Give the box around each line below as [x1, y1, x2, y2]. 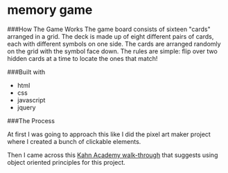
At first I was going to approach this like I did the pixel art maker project [7, 130, 211, 138]
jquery [17, 103, 36, 111]
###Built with [7, 68, 46, 76]
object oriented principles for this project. [7, 158, 126, 166]
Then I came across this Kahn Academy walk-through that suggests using [7, 151, 218, 159]
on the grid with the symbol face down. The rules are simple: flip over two [7, 47, 218, 55]
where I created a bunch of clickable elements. [7, 137, 141, 145]
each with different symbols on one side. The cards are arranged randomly [7, 39, 221, 48]
